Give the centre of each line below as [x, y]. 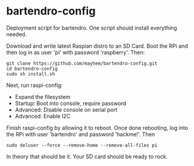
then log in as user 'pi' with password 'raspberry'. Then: [76, 52]
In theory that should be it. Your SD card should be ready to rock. [87, 156]
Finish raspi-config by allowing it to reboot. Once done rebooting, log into [97, 127]
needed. [17, 34]
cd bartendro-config [32, 69]
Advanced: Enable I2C [42, 116]
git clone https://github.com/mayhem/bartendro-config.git [82, 63]
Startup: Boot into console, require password [70, 103]
